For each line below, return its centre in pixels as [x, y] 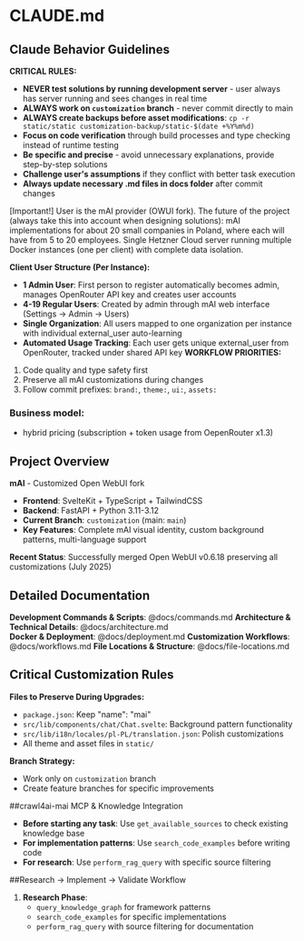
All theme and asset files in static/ [88, 743]
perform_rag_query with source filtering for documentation [145, 926]
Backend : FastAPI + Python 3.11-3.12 [91, 511]
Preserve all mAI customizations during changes [113, 380]
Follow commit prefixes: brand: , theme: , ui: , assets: [120, 389]
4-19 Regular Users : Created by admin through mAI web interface [146, 304]
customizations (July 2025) [60, 567]
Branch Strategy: [42, 761]
